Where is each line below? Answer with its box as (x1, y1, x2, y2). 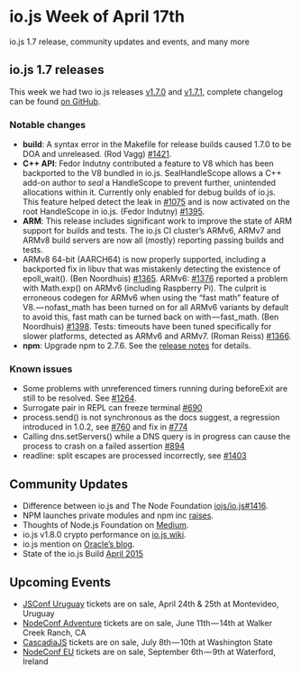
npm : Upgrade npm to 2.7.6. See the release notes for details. (22, 340, 251, 351)
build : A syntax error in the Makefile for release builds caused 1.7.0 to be (22, 139, 292, 150)
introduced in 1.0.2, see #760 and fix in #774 (22, 421, 188, 432)
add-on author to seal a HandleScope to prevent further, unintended (22, 178, 277, 189)
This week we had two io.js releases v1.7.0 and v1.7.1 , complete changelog (9, 86, 284, 97)
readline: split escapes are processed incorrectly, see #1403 (22, 450, 247, 461)
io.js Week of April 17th (9, 6, 185, 27)
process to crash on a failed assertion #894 (22, 440, 186, 452)
